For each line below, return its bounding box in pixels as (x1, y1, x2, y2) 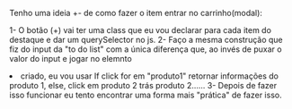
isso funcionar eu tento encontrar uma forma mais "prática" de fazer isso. (9, 89, 282, 100)
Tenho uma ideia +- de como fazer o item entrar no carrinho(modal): (9, 8, 263, 18)
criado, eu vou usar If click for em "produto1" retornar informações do (21, 71, 279, 81)
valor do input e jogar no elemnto (9, 54, 132, 63)
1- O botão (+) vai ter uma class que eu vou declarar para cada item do (9, 25, 272, 35)
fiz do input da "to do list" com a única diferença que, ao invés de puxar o (9, 44, 282, 54)
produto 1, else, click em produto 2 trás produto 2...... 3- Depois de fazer (9, 80, 278, 90)
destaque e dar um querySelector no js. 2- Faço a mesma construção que (9, 35, 283, 45)
